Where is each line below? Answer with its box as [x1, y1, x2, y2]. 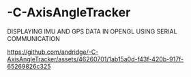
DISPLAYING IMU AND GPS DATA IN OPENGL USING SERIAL [7, 27, 177, 35]
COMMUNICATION [7, 34, 60, 42]
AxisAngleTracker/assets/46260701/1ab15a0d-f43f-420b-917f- [7, 55, 184, 63]
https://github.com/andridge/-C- [7, 48, 99, 56]
